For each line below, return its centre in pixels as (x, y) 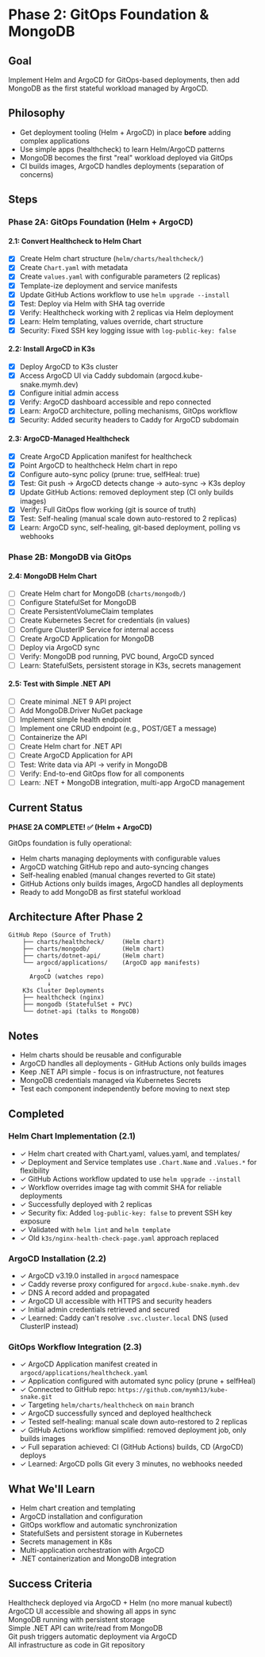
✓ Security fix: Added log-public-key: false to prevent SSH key (126, 1212)
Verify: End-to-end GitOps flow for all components (102, 773)
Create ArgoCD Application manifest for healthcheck (106, 456)
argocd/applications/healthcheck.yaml (84, 1374)
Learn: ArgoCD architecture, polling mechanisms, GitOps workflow (129, 411)
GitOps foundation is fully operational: (70, 842)
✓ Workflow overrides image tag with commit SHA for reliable (121, 1187)
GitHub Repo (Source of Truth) (60, 935)
